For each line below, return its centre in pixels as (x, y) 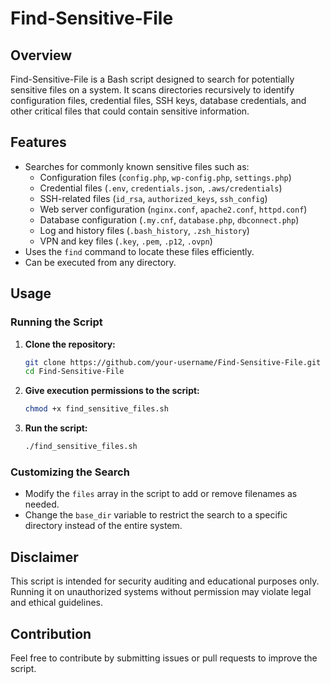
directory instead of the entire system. (103, 526)
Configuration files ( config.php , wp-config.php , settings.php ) (165, 177)
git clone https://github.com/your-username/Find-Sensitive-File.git (173, 362)
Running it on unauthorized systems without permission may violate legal (161, 592)
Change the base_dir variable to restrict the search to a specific (156, 515)
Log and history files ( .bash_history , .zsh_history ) (144, 230)
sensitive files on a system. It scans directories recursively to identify (152, 90)
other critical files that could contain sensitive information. (130, 111)
